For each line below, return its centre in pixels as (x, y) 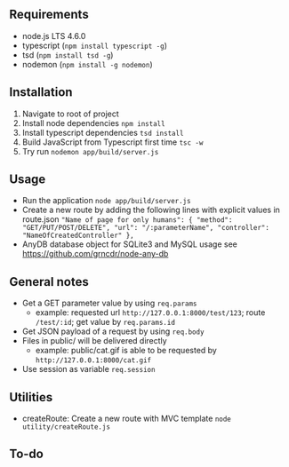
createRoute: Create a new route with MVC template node (126, 419)
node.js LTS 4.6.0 (54, 36)
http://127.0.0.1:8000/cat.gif (93, 360)
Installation (41, 92)
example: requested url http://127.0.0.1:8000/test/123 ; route (150, 313)
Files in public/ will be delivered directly (94, 341)
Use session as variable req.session (88, 369)
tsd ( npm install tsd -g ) (68, 55)
